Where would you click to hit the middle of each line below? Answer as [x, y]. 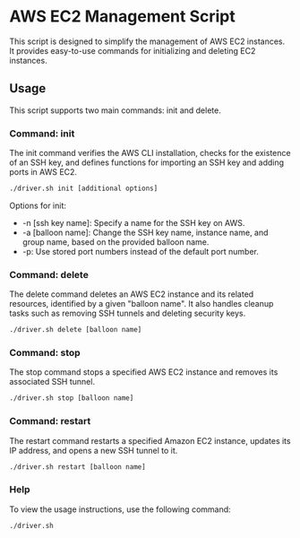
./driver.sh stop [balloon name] [72, 398]
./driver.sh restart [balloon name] [77, 467]
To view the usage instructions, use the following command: [120, 509]
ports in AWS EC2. [43, 172]
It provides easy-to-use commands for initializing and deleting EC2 [133, 50]
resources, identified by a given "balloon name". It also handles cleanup [141, 304]
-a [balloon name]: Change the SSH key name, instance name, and [145, 232]
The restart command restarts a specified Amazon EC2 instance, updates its [150, 440]
